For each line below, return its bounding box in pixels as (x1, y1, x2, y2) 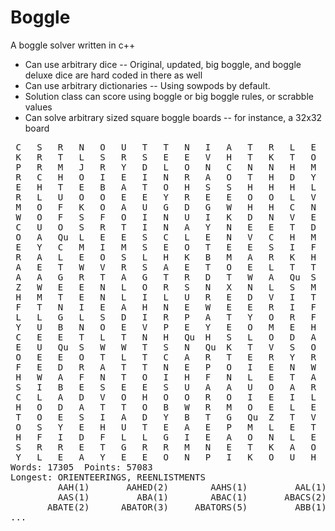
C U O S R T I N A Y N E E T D (15, 221, 317, 233)
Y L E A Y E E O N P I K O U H (15, 451, 317, 463)
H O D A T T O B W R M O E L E (15, 401, 317, 413)
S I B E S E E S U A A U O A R (15, 381, 317, 393)
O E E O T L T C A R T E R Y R (15, 351, 317, 363)
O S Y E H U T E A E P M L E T (15, 421, 317, 433)
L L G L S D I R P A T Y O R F (15, 311, 317, 323)
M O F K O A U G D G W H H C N (15, 201, 317, 213)
